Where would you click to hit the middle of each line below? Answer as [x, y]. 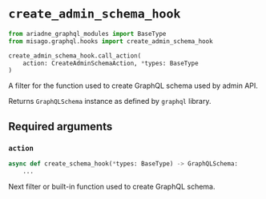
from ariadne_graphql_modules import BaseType [87, 34]
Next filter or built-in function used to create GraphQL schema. [112, 186]
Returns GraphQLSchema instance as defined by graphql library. [110, 101]
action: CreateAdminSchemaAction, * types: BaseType [111, 63]
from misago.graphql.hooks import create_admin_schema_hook [111, 41]
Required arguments [60, 126]
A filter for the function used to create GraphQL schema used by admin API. [133, 86]
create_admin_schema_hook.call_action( [75, 56]
